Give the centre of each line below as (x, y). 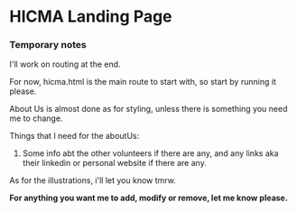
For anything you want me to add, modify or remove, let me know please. (149, 198)
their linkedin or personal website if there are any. (115, 163)
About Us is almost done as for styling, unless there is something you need (148, 109)
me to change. (36, 118)
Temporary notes (48, 45)
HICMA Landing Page (91, 17)
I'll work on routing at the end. (65, 64)
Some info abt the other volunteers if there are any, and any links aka (150, 153)
